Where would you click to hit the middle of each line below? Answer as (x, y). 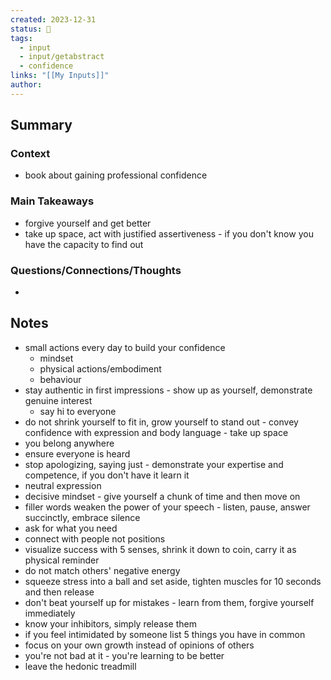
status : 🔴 (31, 29)
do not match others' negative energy (102, 570)
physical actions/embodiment (100, 368)
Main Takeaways (52, 201)
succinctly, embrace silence (82, 517)
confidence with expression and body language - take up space (156, 432)
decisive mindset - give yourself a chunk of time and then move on (162, 496)
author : (26, 85)
